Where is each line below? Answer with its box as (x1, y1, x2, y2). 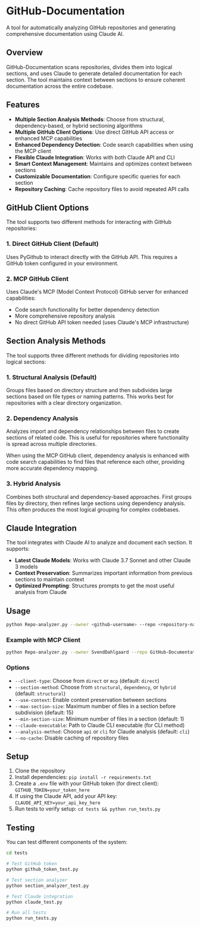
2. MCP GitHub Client (6, 275, 69, 283)
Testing (6, 823, 35, 833)
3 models (14, 563, 38, 571)
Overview (6, 48, 43, 58)
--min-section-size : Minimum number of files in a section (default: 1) (14, 715, 185, 722)
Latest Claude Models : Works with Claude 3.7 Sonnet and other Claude (14, 557, 191, 564)
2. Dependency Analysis (6, 414, 79, 422)
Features (6, 100, 40, 110)
